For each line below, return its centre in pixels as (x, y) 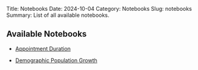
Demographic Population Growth (56, 60)
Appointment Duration (43, 48)
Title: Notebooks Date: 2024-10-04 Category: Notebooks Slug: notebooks (99, 9)
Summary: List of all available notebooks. (58, 15)
